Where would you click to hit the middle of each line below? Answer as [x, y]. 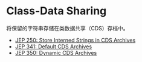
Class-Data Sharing [56, 11]
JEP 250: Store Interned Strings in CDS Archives [75, 40]
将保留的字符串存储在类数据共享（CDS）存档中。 [67, 28]
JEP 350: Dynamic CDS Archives [56, 52]
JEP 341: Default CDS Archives [53, 46]
